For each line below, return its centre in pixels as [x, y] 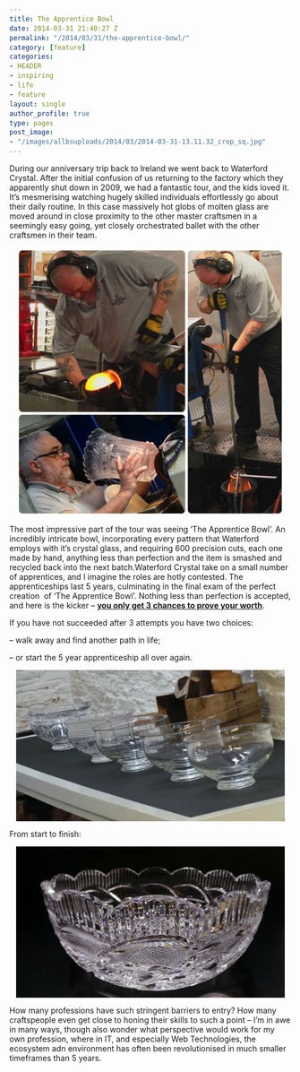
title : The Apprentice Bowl [62, 19]
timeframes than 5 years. [56, 1058]
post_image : [31, 133]
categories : [31, 57]
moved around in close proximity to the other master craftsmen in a [133, 216]
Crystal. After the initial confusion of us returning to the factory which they [146, 178]
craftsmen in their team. [53, 235]
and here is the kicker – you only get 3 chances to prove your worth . [137, 605]
